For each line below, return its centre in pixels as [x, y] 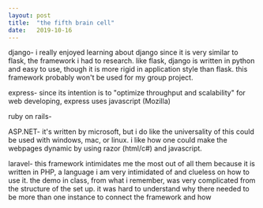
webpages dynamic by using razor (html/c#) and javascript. [105, 149]
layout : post [30, 15]
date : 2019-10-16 [40, 30]
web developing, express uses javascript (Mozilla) [90, 101]
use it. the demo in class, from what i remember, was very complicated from [132, 180]
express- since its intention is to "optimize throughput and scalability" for [127, 93]
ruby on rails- [30, 117]
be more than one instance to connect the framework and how [110, 197]
